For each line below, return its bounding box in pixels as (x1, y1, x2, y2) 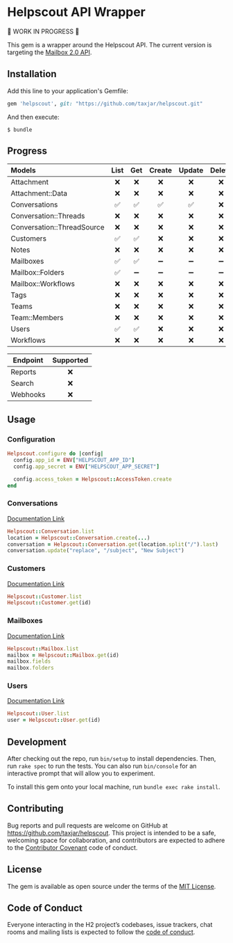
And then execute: (7, 113, 60, 121)
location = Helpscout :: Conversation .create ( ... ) (7, 534, 150, 541)
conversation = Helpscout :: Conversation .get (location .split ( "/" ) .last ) (7, 540, 218, 548)
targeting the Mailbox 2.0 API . (7, 48, 92, 56)
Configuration (7, 434, 55, 444)
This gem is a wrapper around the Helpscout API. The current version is (7, 40, 212, 49)
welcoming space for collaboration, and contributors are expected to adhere (7, 836, 225, 844)
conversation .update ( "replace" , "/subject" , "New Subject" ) (7, 547, 185, 554)
